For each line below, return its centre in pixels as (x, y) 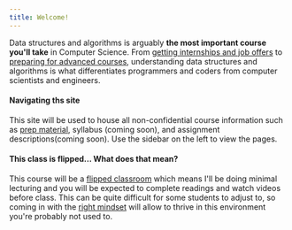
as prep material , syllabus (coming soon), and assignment (115, 129)
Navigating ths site (45, 100)
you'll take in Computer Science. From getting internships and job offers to (146, 52)
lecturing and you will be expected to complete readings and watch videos (145, 188)
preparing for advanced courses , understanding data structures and (134, 61)
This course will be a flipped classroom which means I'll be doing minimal (143, 179)
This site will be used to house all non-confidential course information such (146, 119)
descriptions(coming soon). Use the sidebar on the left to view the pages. (143, 139)
